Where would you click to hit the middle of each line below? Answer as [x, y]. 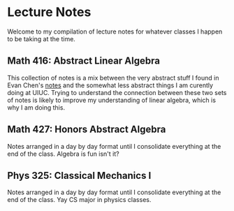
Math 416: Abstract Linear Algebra [84, 61]
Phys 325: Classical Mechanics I [79, 175]
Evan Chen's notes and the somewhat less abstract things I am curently [110, 85]
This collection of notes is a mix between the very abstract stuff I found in [113, 78]
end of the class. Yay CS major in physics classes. [79, 200]
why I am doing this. [36, 107]
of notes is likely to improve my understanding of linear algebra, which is [112, 100]
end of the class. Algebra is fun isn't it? [64, 154]
